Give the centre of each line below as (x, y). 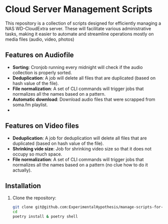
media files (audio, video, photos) (40, 39)
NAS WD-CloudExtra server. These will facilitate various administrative (78, 28)
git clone (23, 207)
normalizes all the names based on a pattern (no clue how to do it (80, 165)
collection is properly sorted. (42, 72)
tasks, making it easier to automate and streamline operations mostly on (79, 34)
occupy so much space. (37, 154)
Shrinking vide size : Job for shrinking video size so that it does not (82, 148)
